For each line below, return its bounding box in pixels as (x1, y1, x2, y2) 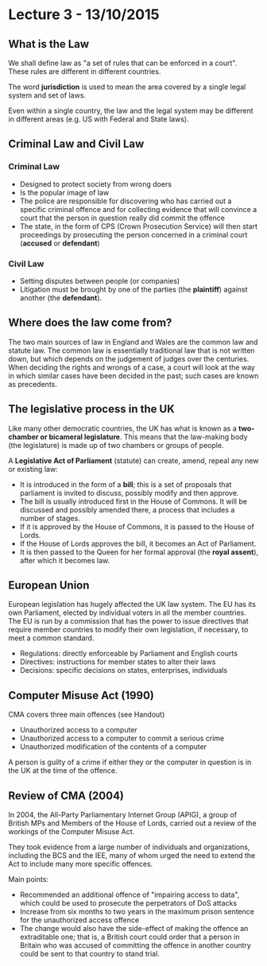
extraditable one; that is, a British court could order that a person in (19, 932, 240, 942)
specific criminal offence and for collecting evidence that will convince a (19, 204, 257, 214)
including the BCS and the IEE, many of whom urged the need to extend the (8, 851, 256, 860)
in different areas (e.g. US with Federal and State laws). (8, 114, 189, 124)
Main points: (8, 875, 49, 884)
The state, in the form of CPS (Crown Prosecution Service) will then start (19, 221, 258, 231)
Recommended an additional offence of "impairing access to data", (19, 890, 240, 899)
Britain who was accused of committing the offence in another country (19, 941, 252, 950)
